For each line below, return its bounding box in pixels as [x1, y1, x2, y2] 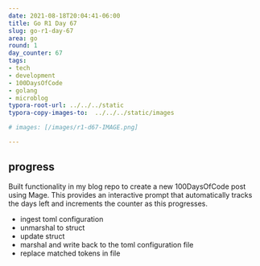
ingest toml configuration [19, 214, 104, 223]
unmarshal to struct [19, 223, 85, 232]
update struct [19, 231, 65, 241]
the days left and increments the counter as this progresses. [8, 198, 208, 208]
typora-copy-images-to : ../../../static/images [8, 109, 175, 117]
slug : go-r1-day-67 [8, 27, 74, 35]
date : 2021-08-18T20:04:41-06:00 [8, 11, 121, 20]
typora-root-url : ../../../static [8, 101, 125, 109]
